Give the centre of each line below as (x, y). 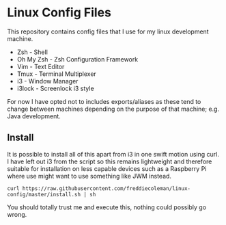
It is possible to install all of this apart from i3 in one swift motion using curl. (113, 154)
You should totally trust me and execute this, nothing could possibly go (107, 207)
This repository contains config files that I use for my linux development (108, 31)
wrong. (17, 214)
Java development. (34, 116)
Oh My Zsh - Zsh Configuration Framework (77, 59)
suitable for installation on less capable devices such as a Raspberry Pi (107, 168)
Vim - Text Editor (41, 66)
